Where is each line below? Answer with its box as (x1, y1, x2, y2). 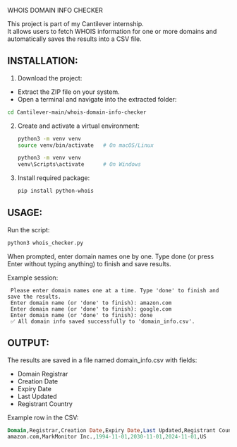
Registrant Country (17, 399, 73, 408)
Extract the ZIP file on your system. (17, 88, 120, 96)
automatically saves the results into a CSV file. (7, 35, 142, 43)
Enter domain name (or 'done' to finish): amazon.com (10, 299, 172, 306)
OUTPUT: (7, 337, 49, 349)
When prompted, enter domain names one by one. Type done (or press (7, 252, 214, 261)
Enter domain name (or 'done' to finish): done (10, 311, 153, 318)
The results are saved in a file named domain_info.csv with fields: (7, 356, 197, 364)
